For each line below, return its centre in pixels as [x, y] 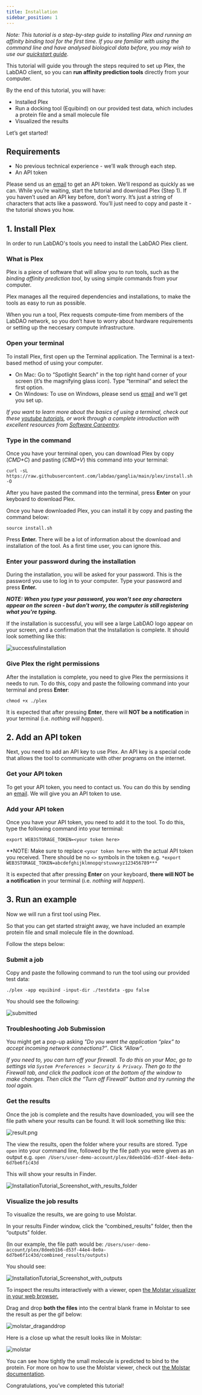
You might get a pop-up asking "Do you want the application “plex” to [93, 1042]
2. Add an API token [44, 737]
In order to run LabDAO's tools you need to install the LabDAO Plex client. [97, 243]
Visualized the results [42, 121]
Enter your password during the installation [71, 561]
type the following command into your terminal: [65, 829]
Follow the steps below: [36, 944]
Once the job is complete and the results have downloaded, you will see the [100, 1114]
